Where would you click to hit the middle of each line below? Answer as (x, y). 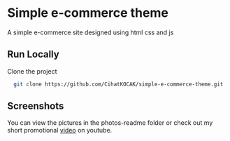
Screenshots (36, 106)
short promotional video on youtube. (60, 130)
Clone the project (32, 71)
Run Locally (33, 54)
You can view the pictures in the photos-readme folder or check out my (110, 123)
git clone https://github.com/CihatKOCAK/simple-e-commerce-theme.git (118, 84)
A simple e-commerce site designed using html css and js (91, 32)
